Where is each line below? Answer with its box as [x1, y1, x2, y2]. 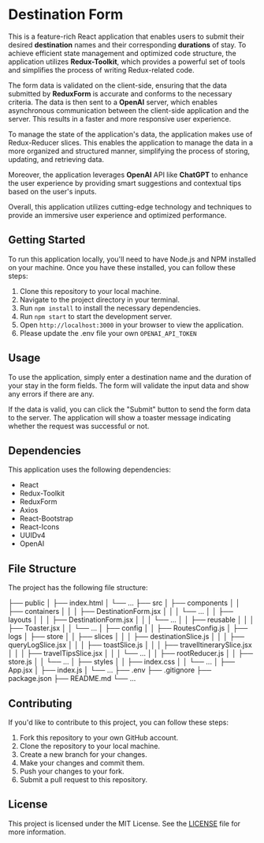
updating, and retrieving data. [8, 154, 105, 164]
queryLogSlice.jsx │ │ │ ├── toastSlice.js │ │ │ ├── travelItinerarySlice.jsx [8, 640, 252, 649]
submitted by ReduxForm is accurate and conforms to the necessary [8, 88, 232, 98]
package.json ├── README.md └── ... [8, 674, 136, 683]
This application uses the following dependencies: [8, 465, 171, 475]
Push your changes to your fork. [19, 766, 125, 776]
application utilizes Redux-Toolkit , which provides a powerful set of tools [8, 57, 246, 66]
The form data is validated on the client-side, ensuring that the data [8, 81, 227, 90]
